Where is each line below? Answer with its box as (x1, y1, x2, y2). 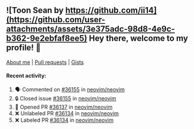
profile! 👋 (6, 42, 41, 53)
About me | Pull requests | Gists (6, 59, 84, 66)
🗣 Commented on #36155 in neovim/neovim (14, 86, 125, 93)
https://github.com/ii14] (65, 5, 157, 16)
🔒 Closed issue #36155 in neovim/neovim (14, 95, 116, 102)
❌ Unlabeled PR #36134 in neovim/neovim (14, 110, 119, 117)
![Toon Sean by (6, 5, 64, 16)
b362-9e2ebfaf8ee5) (6, 33, 88, 44)
